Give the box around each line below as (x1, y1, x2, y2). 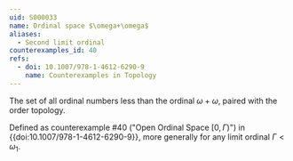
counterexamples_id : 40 (9, 46, 98, 55)
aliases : (9, 29, 42, 38)
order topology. (9, 104, 66, 116)
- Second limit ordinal (17, 37, 105, 47)
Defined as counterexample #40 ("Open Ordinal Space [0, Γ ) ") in (9, 122, 246, 133)
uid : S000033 (9, 12, 58, 22)
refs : (9, 54, 29, 63)
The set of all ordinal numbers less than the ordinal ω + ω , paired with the (9, 95, 278, 106)
